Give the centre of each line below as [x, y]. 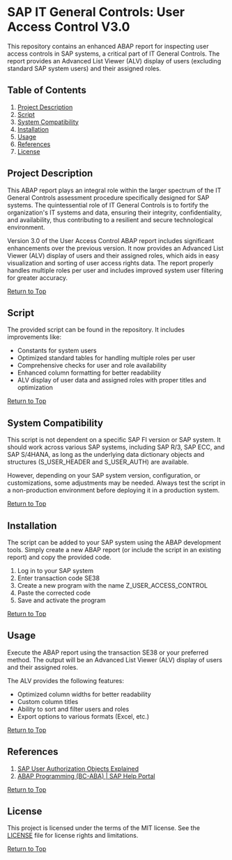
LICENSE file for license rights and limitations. [73, 836]
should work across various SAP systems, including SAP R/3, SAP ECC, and [116, 447]
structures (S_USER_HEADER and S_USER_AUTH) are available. [98, 462]
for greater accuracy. [38, 277]
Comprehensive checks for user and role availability [92, 366]
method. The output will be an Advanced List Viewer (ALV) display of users [115, 659]
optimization [35, 388]
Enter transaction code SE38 [58, 578]
